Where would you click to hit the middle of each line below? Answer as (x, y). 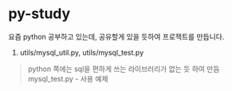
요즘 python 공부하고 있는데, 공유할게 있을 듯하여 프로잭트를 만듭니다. (116, 36)
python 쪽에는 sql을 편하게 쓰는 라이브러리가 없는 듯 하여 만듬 (124, 69)
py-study (39, 14)
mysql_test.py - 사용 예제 (68, 78)
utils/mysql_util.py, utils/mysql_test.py (82, 52)
